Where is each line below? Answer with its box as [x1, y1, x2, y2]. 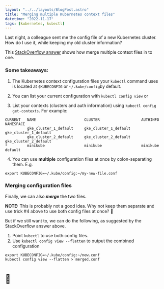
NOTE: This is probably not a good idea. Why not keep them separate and [5, 203, 155, 209]
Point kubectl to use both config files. [12, 232, 88, 238]
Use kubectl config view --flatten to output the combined [12, 238, 134, 244]
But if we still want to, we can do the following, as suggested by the [5, 217, 141, 223]
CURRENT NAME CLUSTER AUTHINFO [5, 117, 160, 122]
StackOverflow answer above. [5, 223, 66, 229]
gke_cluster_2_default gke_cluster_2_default [27, 134, 131, 140]
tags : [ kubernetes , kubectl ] [5, 21, 65, 26]
